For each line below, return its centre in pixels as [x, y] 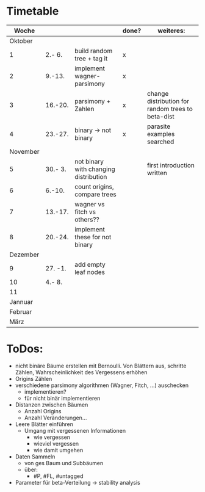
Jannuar [21, 302]
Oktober [21, 41]
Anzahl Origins [43, 411]
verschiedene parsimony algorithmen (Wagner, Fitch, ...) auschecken [102, 385]
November [24, 151]
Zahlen [84, 109]
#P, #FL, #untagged [58, 476]
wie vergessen [52, 437]
